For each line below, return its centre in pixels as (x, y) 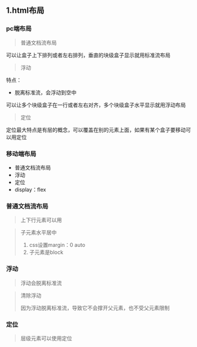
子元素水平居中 (38, 233)
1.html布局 (25, 11)
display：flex (30, 189)
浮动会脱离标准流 (41, 283)
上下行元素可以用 (41, 220)
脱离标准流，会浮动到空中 (45, 92)
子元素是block (46, 252)
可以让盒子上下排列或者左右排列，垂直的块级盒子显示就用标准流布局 (88, 55)
